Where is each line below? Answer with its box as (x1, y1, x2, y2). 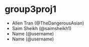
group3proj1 (5, 3, 56, 15)
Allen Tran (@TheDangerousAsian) (12, 20, 84, 26)
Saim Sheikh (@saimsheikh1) (12, 25, 71, 31)
